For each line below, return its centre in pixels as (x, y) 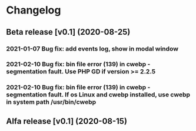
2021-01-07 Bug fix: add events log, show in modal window (92, 49)
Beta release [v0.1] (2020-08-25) (68, 32)
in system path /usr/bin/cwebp (51, 102)
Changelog (34, 10)
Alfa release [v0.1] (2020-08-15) (67, 121)
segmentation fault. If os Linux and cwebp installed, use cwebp (98, 95)
